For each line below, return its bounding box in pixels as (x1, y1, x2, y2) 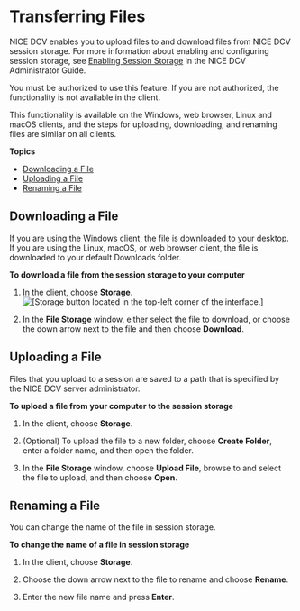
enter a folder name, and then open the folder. (22, 444, 194, 456)
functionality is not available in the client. (9, 92, 160, 103)
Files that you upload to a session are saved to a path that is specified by (9, 373, 280, 384)
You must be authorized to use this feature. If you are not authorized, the (9, 82, 279, 93)
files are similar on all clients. (9, 128, 117, 139)
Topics (9, 146, 36, 157)
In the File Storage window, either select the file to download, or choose (22, 314, 291, 324)
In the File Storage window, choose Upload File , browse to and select (22, 462, 282, 473)
